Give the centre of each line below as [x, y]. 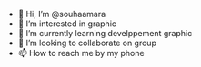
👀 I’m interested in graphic [67, 24]
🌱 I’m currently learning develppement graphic [105, 33]
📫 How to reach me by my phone [81, 53]
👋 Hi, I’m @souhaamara [62, 14]
